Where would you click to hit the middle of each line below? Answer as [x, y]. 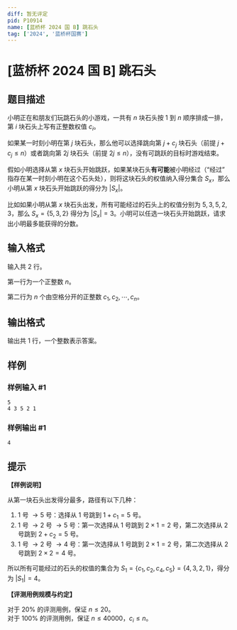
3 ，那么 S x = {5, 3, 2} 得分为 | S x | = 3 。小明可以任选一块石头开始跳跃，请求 [116, 215]
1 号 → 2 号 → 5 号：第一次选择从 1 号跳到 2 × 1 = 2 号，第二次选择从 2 [123, 525]
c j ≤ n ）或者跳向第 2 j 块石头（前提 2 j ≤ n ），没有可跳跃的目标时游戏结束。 [115, 154]
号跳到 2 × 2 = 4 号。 [49, 553]
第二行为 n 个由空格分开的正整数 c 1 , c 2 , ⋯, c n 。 [75, 297]
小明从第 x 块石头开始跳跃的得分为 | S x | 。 [67, 189]
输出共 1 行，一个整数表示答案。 [54, 341]
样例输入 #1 [27, 387]
